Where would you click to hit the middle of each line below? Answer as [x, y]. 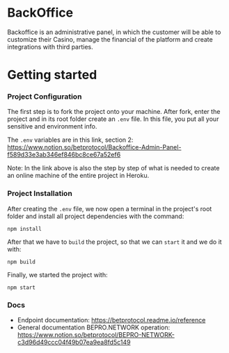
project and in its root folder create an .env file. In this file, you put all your [113, 119]
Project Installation [40, 194]
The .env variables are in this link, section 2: [70, 140]
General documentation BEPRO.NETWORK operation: [94, 327]
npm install [24, 229]
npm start [22, 287]
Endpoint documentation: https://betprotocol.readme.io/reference [111, 320]
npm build [22, 262]
